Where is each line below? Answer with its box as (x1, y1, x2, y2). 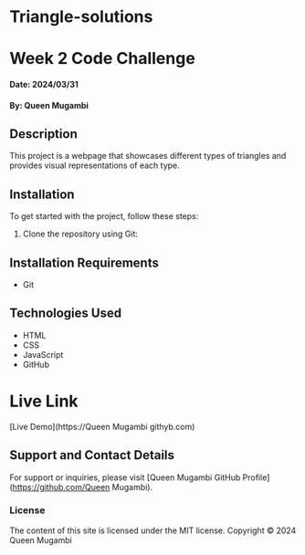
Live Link (9, 391, 79, 412)
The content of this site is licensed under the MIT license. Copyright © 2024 (9, 525, 297, 536)
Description (9, 126, 78, 141)
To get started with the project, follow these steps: (9, 211, 199, 222)
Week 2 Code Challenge (9, 48, 196, 69)
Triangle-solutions (9, 6, 153, 27)
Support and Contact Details (9, 447, 175, 463)
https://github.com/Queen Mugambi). (12, 481, 153, 492)
